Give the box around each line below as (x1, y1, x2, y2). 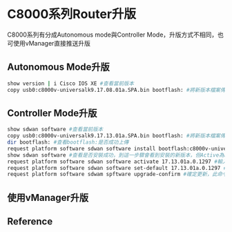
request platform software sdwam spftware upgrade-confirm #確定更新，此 (7, 171, 217, 178)
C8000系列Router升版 (7, 6, 137, 22)
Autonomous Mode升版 (7, 61, 110, 73)
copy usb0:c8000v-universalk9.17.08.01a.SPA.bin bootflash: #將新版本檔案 (7, 86, 221, 93)
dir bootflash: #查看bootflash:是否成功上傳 (7, 139, 129, 146)
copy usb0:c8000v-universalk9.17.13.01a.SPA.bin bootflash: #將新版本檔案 (7, 133, 221, 139)
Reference (7, 215, 53, 228)
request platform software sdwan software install (7, 145, 156, 152)
